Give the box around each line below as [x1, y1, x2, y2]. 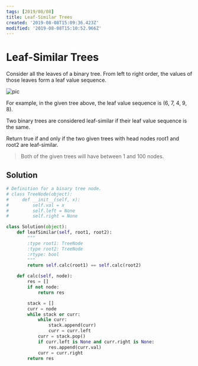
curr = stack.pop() [37, 333, 86, 339]
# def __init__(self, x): [6, 197, 81, 203]
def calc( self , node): [17, 273, 73, 279]
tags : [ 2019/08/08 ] [6, 8, 54, 15]
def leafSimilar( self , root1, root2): [17, 229, 112, 236]
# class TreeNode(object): [6, 191, 73, 197]
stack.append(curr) [48, 322, 96, 329]
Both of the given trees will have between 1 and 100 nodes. [20, 153, 164, 160]
